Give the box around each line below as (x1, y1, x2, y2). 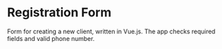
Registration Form (7, 5, 112, 20)
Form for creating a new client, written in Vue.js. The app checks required (7, 27, 216, 35)
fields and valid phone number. (7, 34, 95, 42)
